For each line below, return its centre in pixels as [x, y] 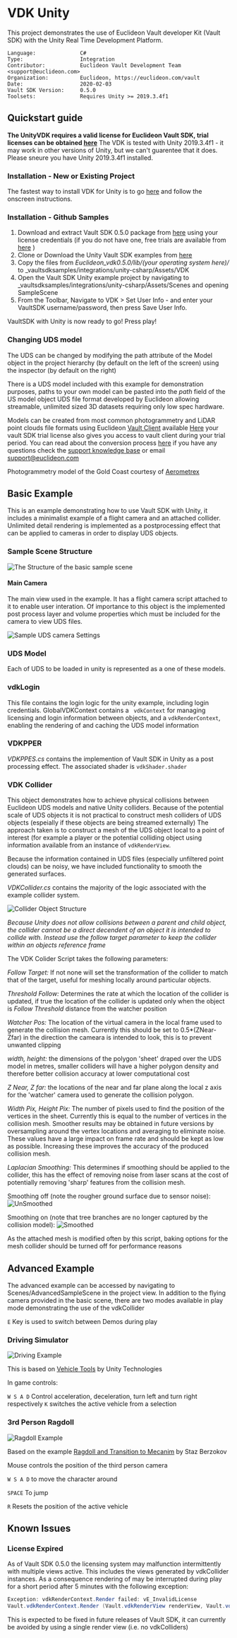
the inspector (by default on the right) [62, 370]
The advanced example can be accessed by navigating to [91, 1285]
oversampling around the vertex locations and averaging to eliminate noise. [116, 1131]
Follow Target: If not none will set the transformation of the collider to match [118, 972]
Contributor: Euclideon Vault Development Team [94, 65]
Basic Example [40, 494]
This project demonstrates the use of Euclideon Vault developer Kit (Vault [114, 33]
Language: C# [47, 53]
